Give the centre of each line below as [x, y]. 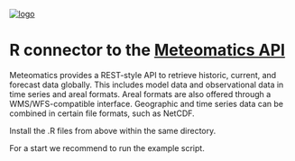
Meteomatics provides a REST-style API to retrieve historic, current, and [143, 75]
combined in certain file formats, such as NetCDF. [102, 113]
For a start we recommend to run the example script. [107, 148]
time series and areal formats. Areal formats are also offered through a [140, 94]
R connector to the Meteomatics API [147, 50]
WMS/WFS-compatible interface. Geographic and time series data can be [147, 103]
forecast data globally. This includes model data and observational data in [147, 85]
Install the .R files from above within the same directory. [113, 130]
